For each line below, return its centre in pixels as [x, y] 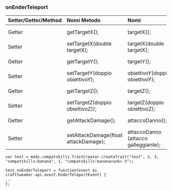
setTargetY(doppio [89, 73]
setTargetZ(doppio [89, 102]
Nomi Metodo [84, 20]
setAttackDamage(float [95, 135]
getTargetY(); [83, 61]
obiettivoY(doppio [149, 73]
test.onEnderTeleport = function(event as [51, 171]
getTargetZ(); [83, 91]
